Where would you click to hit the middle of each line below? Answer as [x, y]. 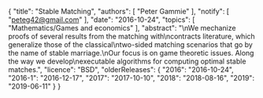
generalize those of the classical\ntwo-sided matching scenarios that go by [131, 45]
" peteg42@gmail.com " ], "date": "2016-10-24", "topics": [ [102, 20]
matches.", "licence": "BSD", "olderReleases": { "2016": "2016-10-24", [121, 69]
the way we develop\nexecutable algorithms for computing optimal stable [127, 61]
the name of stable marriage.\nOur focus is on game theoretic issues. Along [131, 53]
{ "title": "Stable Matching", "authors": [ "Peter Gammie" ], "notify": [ [119, 11]
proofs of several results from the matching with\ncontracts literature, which [132, 36]
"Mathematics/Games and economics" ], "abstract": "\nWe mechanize [122, 28]
